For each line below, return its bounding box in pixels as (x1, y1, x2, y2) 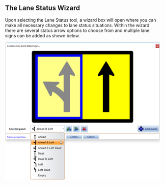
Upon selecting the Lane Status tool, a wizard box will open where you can (5, 17, 156, 23)
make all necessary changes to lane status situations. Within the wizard (5, 22, 150, 28)
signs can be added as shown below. (5, 32, 80, 38)
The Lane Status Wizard (5, 4, 80, 12)
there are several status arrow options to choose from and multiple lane (5, 27, 150, 33)
